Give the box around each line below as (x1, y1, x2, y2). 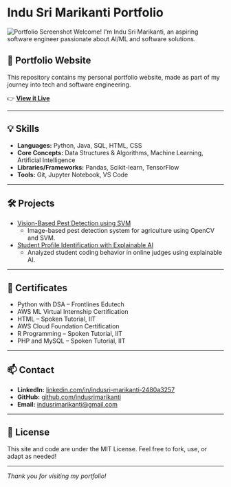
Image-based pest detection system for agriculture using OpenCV (27, 227, 215, 235)
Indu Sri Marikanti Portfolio (7, 5, 164, 21)
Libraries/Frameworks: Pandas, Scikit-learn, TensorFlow (16, 163, 179, 171)
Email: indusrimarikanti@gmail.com (16, 400, 118, 408)
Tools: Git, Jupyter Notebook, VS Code (16, 170, 129, 179)
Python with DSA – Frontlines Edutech (16, 300, 125, 308)
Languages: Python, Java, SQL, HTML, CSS (16, 141, 142, 149)
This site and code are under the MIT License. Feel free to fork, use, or (7, 444, 208, 453)
